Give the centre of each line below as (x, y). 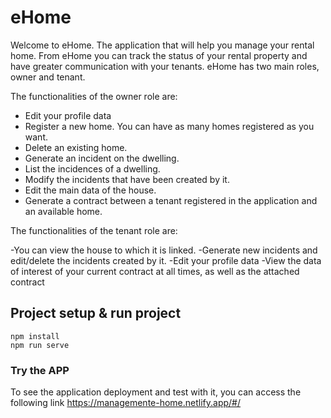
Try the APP (40, 370)
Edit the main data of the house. (90, 190)
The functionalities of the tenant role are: (94, 230)
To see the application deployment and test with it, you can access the (156, 392)
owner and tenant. (48, 77)
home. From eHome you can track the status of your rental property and (159, 55)
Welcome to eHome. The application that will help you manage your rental (162, 45)
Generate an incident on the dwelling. (102, 158)
